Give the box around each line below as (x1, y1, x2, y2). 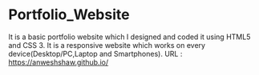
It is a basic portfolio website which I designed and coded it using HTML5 (8, 32, 251, 41)
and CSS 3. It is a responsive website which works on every (8, 40, 206, 49)
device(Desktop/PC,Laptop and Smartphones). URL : (8, 49, 183, 58)
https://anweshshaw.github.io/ (8, 57, 109, 67)
